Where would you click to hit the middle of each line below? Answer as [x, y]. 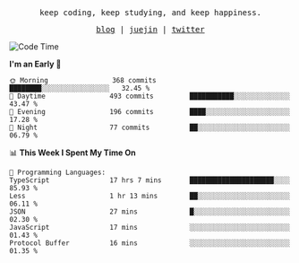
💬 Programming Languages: [57, 172]
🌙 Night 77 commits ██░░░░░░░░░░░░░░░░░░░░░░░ [150, 127]
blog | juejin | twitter [150, 29]
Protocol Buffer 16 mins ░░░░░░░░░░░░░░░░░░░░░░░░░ [150, 243]
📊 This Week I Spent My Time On [73, 153]
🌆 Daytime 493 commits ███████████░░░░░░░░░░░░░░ [150, 96]
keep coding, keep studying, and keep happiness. [150, 13]
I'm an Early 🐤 [35, 64]
